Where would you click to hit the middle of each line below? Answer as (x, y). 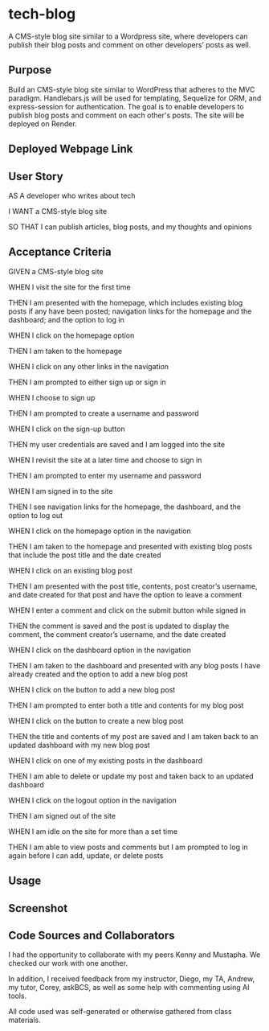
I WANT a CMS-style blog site (57, 211)
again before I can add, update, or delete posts (86, 855)
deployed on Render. (43, 123)
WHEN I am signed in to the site (61, 491)
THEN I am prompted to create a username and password (104, 413)
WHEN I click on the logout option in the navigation (92, 800)
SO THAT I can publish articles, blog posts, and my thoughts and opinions (130, 227)
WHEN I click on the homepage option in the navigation (100, 531)
